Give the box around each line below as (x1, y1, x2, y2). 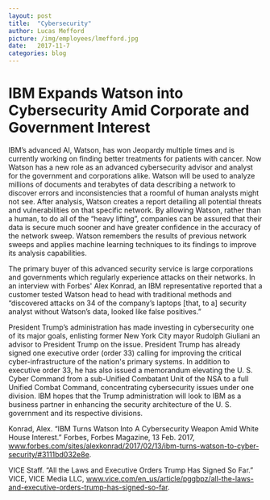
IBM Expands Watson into (8, 84, 184, 103)
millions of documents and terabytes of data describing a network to (8, 179, 236, 189)
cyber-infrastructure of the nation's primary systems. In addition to (8, 356, 231, 366)
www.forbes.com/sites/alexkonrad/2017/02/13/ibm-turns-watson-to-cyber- (8, 441, 260, 451)
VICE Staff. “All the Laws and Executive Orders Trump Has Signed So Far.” (8, 465, 254, 475)
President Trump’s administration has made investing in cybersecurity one (8, 322, 255, 332)
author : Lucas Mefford (8, 27, 85, 35)
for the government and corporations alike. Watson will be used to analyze (8, 170, 255, 180)
